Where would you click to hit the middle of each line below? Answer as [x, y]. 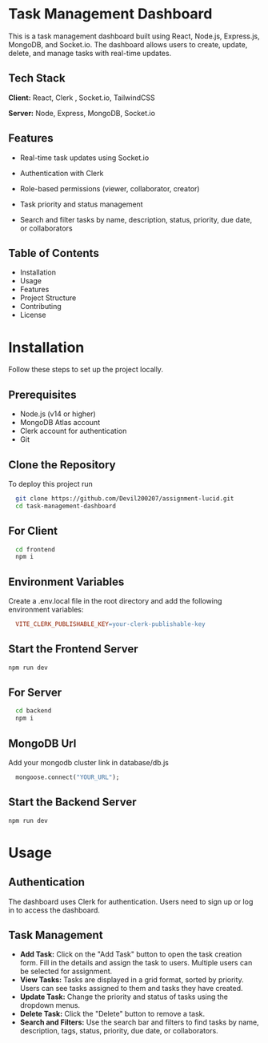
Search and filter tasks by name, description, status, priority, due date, [136, 219]
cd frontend [36, 549]
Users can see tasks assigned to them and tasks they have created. [131, 989]
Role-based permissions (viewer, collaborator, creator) [110, 188]
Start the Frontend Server [73, 649]
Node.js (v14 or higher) [58, 414]
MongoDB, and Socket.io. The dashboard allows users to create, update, [128, 44]
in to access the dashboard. [54, 910]
